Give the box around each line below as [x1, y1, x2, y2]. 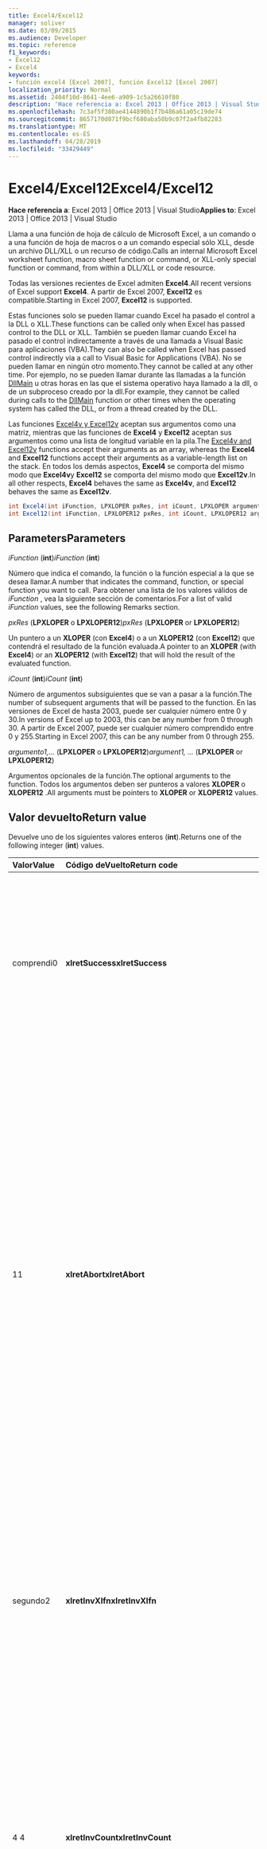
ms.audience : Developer [8, 33, 87, 42]
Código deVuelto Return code [65, 859, 178, 870]
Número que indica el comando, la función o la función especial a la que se [8, 568, 254, 578]
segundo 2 [12, 1595, 51, 1606]
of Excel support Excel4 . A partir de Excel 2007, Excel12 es [8, 287, 203, 297]
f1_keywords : [8, 49, 52, 57]
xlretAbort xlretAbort [65, 1269, 145, 1280]
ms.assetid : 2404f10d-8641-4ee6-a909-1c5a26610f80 [8, 93, 180, 101]
